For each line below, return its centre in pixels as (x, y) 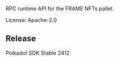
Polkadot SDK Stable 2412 (38, 53)
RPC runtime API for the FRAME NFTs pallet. (60, 9)
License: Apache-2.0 (31, 20)
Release (21, 39)
